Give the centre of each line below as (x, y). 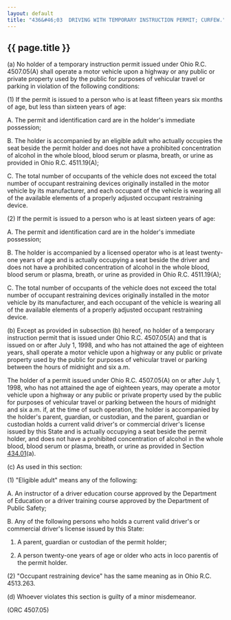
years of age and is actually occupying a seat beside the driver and (114, 260)
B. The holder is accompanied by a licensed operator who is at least (103, 253)
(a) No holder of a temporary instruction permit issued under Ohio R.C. (107, 64)
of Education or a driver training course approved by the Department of (108, 501)
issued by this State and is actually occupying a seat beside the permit (107, 431)
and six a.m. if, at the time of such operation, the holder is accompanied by (113, 409)
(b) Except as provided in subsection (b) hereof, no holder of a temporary (111, 330)
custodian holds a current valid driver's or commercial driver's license (106, 425)
